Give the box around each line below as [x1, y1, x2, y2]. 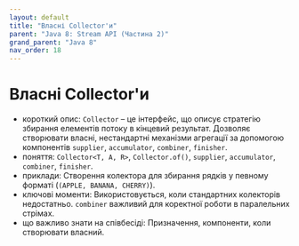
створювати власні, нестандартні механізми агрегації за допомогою [21, 132, 285, 143]
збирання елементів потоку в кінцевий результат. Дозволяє [21, 123, 251, 134]
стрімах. [21, 208, 55, 218]
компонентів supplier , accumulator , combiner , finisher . [21, 142, 228, 153]
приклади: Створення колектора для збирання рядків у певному [21, 171, 269, 181]
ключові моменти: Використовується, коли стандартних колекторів [21, 189, 281, 200]
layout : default [9, 12, 69, 22]
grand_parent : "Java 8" [9, 37, 98, 47]
